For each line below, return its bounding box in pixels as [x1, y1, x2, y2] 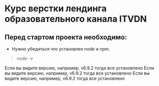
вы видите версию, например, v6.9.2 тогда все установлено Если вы [4, 70, 150, 76]
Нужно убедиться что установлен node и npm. [11, 46, 110, 52]
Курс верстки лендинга [4, 3, 107, 14]
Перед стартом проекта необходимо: [4, 33, 127, 41]
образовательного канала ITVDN [4, 13, 147, 25]
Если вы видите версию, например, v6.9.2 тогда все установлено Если [4, 65, 155, 71]
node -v [16, 56, 33, 61]
